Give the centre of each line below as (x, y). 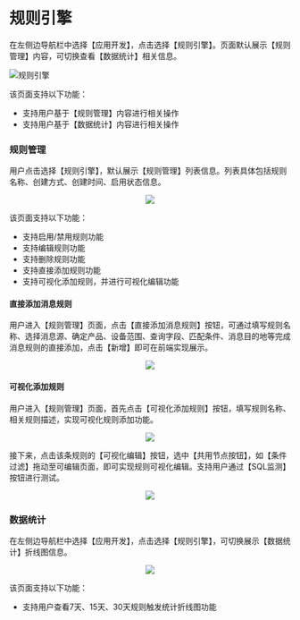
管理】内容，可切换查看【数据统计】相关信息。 (95, 55)
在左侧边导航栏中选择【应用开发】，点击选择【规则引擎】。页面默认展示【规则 (150, 45)
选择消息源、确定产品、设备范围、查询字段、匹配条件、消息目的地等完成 (158, 336)
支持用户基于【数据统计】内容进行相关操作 (100, 124)
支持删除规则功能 (54, 259)
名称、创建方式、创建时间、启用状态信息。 (87, 182)
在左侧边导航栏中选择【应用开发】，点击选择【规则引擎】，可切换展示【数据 (146, 540)
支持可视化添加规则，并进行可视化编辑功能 (100, 282)
